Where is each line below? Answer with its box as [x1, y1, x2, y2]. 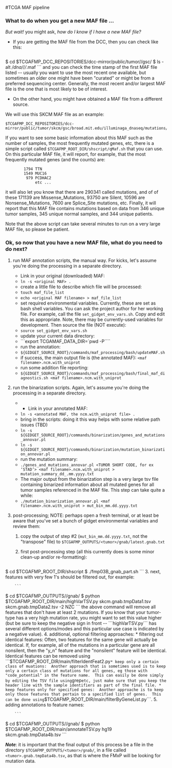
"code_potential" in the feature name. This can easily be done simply [5, 672, 164, 678]
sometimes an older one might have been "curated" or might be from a [5, 75, 155, 81]
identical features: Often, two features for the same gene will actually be [5, 636, 158, 643]
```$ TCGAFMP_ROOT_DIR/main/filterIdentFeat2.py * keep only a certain [5, 658, 159, 664]
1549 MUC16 [24, 171, 47, 176]
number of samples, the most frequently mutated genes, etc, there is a [5, 140, 155, 146]
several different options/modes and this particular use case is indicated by [5, 625, 164, 631]
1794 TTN [24, 166, 42, 172]
